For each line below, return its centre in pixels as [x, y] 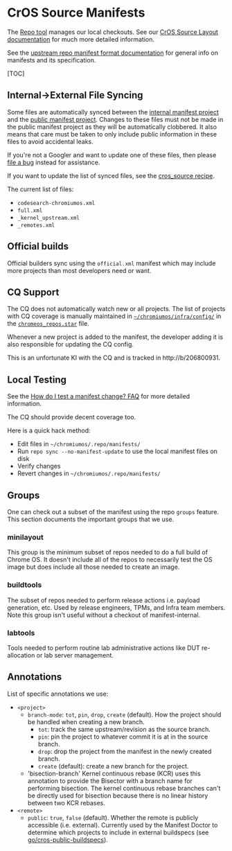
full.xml [30, 210]
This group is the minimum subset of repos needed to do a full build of [108, 552]
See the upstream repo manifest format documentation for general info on [113, 53]
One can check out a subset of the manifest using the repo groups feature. [113, 512]
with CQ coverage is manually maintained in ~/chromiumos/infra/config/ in [114, 316]
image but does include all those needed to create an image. [93, 567]
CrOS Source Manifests [76, 13]
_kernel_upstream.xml [48, 218]
